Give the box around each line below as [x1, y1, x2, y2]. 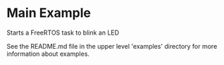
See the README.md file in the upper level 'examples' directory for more [6, 42, 218, 50]
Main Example [6, 5, 91, 21]
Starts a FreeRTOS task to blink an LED [6, 28, 120, 37]
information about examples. [6, 49, 89, 58]
